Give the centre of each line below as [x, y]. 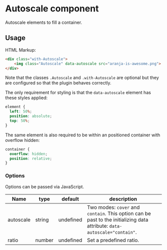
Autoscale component [52, 9]
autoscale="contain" [111, 232]
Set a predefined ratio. [113, 240]
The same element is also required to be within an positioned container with [83, 135]
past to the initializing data [118, 220]
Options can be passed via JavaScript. [45, 187]
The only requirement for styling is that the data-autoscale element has [78, 93]
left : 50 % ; [21, 112]
